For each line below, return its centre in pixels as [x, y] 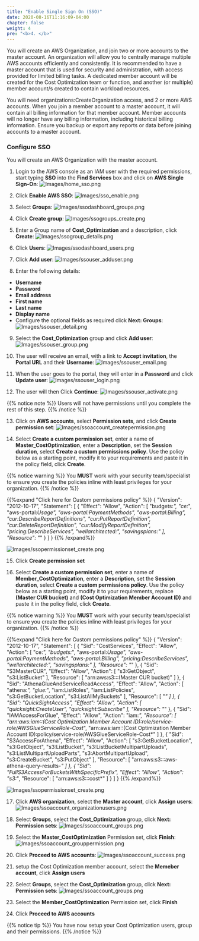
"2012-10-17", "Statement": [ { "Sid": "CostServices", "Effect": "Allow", [92, 646]
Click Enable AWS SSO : [44, 196]
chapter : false [25, 23]
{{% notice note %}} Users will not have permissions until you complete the [99, 403]
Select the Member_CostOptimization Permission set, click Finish [96, 902]
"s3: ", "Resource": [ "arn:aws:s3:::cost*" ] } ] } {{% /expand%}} [84, 779]
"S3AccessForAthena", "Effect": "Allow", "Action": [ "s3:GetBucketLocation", [99, 741]
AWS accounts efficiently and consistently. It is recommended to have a [94, 64]
